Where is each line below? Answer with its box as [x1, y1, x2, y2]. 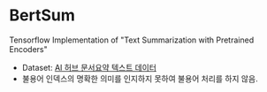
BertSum [9, 5, 75, 26]
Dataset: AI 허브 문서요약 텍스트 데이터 [21, 62, 157, 73]
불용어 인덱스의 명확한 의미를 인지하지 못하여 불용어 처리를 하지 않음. [21, 73, 258, 84]
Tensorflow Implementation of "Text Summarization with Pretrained [9, 34, 255, 45]
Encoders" [9, 43, 48, 54]
